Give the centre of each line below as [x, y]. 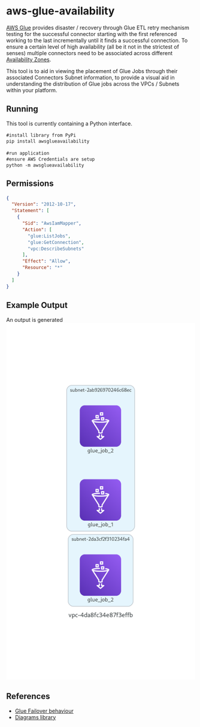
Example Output [37, 305]
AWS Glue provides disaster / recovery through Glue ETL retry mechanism [98, 28]
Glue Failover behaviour [44, 711]
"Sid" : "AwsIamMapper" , [52, 224]
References [28, 696]
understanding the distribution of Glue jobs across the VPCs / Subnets [93, 84]
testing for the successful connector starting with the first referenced [92, 34]
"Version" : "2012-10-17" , [44, 204]
